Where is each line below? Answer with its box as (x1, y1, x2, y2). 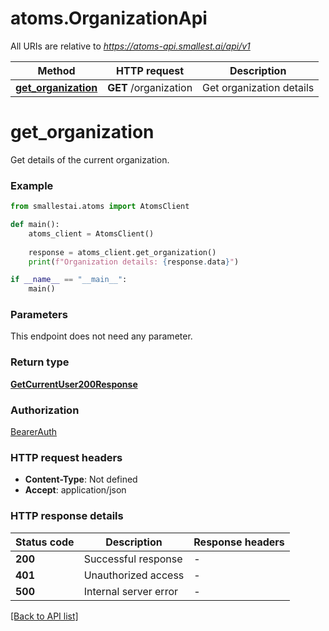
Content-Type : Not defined (24, 473, 138, 486)
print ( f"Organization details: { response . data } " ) (28, 257, 240, 267)
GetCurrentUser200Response (10, 378, 138, 390)
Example (10, 178, 54, 192)
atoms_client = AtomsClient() (28, 228, 155, 239)
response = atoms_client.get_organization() (28, 247, 217, 257)
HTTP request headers (10, 450, 123, 464)
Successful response (83, 552, 183, 566)
